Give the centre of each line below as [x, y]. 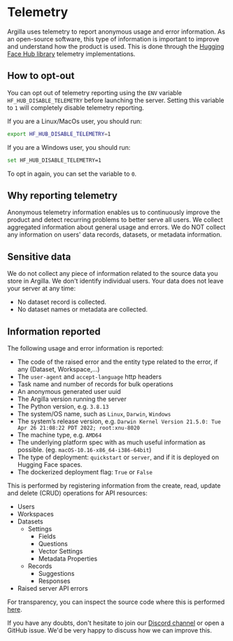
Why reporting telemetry [62, 196]
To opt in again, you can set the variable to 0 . [72, 174]
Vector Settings [61, 551]
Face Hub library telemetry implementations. [71, 54]
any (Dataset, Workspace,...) [58, 369]
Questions [53, 544]
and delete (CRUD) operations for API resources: [78, 493]
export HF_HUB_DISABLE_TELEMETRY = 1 [59, 134]
